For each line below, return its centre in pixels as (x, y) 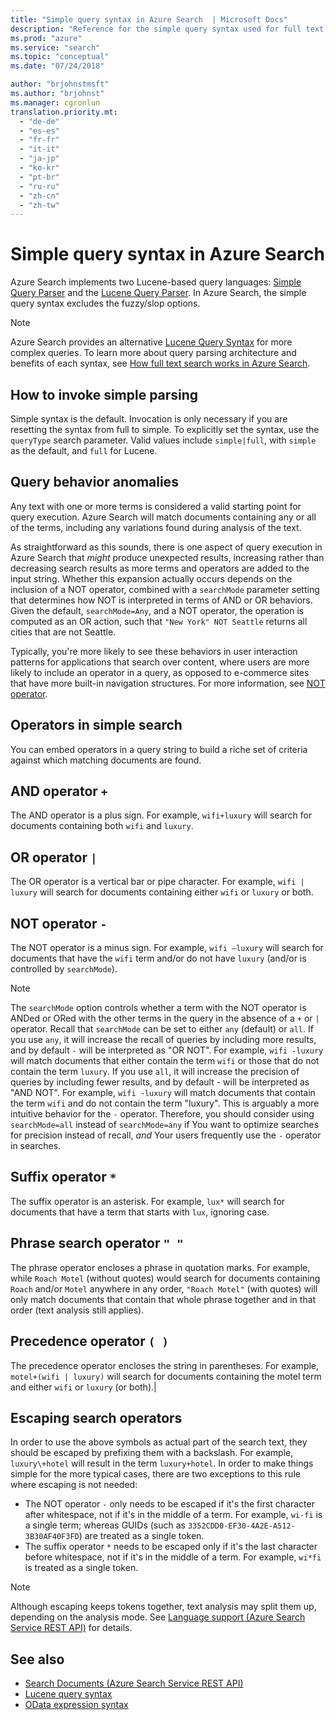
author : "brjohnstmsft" (60, 84)
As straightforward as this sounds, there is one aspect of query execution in (166, 547)
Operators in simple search (96, 725)
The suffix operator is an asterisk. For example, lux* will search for (148, 1201)
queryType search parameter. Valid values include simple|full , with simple (163, 440)
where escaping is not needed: (74, 1485)
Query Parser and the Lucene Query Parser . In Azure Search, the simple (158, 293)
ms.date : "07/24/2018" (57, 66)
